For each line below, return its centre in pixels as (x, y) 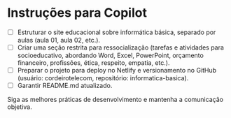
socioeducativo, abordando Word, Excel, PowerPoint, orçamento (111, 56)
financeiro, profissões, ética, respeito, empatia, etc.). (93, 63)
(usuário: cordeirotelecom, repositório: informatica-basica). (103, 78)
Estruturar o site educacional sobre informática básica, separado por (117, 32)
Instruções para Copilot (77, 13)
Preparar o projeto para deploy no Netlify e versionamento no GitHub (117, 71)
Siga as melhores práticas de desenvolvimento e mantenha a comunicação (115, 100)
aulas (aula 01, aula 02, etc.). (58, 40)
